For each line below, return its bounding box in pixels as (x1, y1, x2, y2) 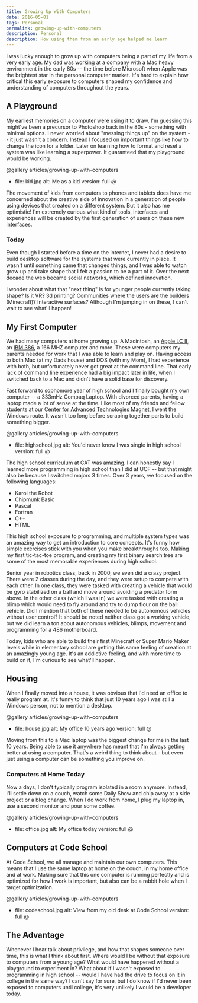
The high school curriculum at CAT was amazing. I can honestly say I (6, 459, 174, 466)
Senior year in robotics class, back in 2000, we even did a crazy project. (6, 569, 182, 576)
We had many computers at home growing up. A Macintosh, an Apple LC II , (6, 337, 189, 345)
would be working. (6, 155, 51, 162)
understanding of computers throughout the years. (6, 84, 130, 91)
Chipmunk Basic (14, 496, 55, 503)
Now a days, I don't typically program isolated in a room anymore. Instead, (6, 784, 187, 791)
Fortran (14, 508, 33, 515)
